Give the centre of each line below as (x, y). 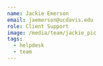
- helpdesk (29, 45)
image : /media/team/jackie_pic (52, 33)
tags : (15, 39)
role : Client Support (38, 26)
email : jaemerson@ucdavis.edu (50, 20)
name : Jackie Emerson (38, 13)
